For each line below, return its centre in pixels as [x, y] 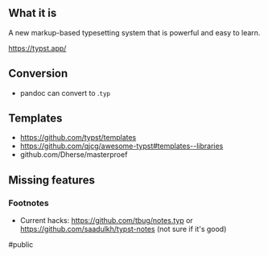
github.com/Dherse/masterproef [74, 155]
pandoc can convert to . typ [65, 93]
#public [21, 245]
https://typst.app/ [37, 48]
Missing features [52, 180]
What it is [33, 13]
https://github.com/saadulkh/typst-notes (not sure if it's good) [123, 229]
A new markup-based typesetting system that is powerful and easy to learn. [134, 32]
